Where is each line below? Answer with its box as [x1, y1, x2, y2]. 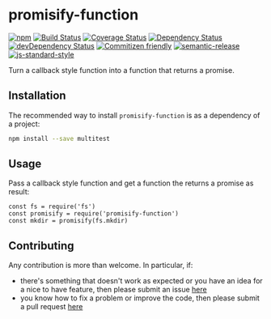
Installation [8, 89, 66, 103]
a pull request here [19, 302, 83, 312]
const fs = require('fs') [8, 202, 95, 211]
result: [8, 187, 30, 197]
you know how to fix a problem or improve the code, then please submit [19, 293, 260, 303]
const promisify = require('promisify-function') [8, 210, 180, 218]
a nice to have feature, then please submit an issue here [19, 285, 208, 295]
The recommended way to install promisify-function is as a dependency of [8, 110, 260, 120]
